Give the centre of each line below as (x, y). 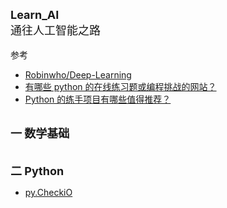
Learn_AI (35, 15)
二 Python (37, 171)
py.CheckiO (48, 192)
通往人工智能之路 (55, 30)
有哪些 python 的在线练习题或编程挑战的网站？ (120, 86)
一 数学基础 (40, 134)
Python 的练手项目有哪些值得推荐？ (98, 99)
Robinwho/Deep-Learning (78, 75)
